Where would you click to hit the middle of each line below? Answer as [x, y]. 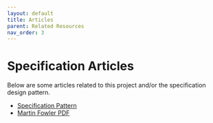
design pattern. [29, 92]
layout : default [30, 13]
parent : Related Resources [46, 26]
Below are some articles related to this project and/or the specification [106, 85]
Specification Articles [70, 66]
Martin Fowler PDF [43, 113]
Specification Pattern [47, 106]
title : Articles [30, 20]
